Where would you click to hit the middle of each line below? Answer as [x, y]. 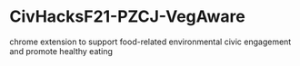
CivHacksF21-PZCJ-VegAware [127, 17]
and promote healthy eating [61, 51]
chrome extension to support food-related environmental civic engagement [150, 42]
